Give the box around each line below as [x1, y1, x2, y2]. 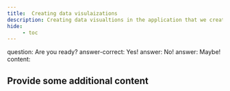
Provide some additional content [7, 75, 149, 86]
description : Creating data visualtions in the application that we [7, 16, 207, 23]
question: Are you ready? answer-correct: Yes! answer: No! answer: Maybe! [7, 48, 221, 56]
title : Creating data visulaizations [7, 10, 118, 17]
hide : [7, 23, 23, 29]
